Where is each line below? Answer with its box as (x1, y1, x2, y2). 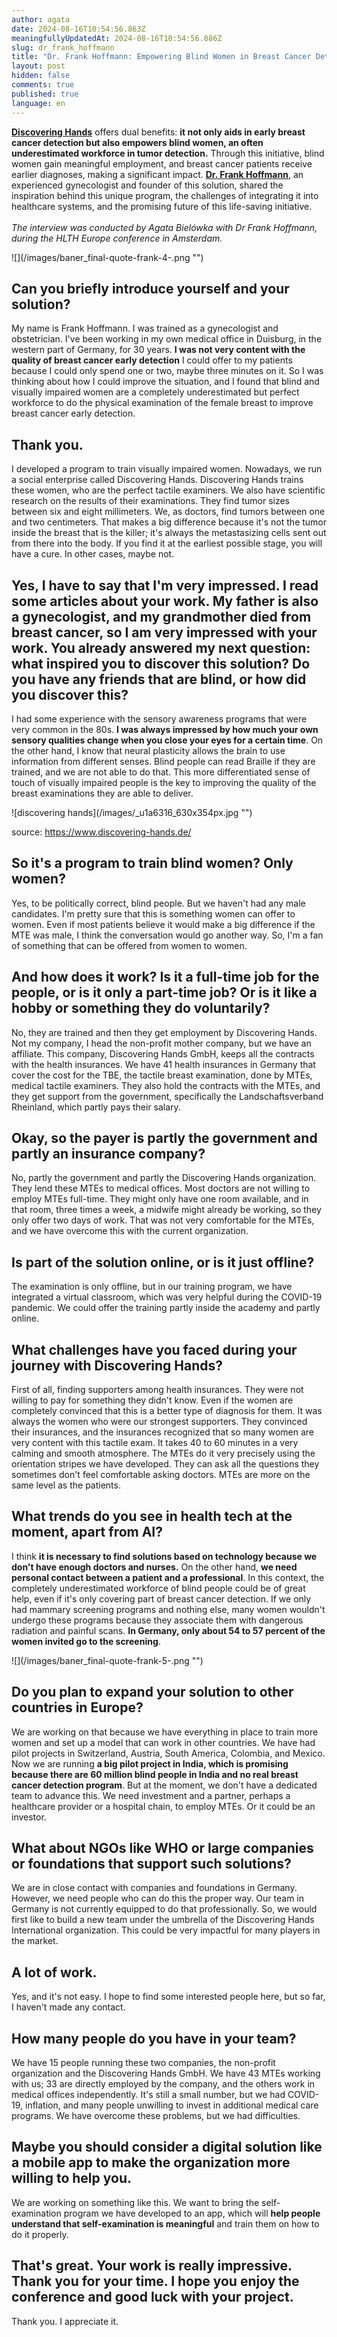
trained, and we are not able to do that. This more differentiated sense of (11, 766, 311, 778)
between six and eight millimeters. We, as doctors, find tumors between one (11, 506, 326, 518)
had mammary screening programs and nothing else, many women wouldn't (11, 1603, 326, 1615)
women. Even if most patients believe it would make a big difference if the (11, 918, 316, 930)
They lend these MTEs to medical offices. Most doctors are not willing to (11, 1182, 311, 1195)
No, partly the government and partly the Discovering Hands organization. (11, 1172, 317, 1184)
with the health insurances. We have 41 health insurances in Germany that (11, 1058, 316, 1070)
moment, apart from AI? (11, 1524, 164, 1541)
